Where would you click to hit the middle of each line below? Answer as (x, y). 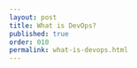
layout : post (33, 17)
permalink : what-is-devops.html (68, 50)
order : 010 (29, 42)
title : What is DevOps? (53, 26)
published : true (39, 34)
